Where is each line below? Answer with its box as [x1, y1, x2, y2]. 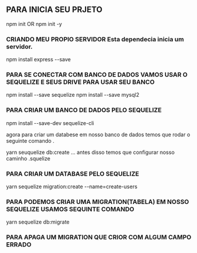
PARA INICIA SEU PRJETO [6, 5, 103, 15]
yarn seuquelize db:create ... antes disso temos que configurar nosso [6, 149, 175, 156]
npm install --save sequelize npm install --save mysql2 [6, 91, 140, 98]
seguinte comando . [6, 137, 55, 144]
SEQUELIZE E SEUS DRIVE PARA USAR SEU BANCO [6, 78, 155, 86]
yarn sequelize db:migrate [6, 218, 70, 226]
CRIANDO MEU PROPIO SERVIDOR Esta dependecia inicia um [6, 35, 184, 43]
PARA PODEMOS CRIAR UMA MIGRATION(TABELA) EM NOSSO [6, 198, 189, 206]
